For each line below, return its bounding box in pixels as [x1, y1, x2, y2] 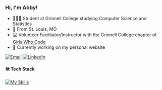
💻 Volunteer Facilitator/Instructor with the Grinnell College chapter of [12, 32, 157, 38]
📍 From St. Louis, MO [12, 26, 57, 32]
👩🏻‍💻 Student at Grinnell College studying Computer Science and [12, 16, 147, 22]
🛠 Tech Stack [5, 66, 35, 72]
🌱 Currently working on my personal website [12, 44, 105, 50]
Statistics [12, 21, 32, 27]
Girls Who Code [12, 39, 46, 45]
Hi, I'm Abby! [5, 4, 38, 11]
